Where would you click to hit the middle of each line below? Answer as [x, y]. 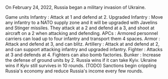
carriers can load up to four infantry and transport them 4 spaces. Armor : [83, 38]
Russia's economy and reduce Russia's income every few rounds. [74, 71]
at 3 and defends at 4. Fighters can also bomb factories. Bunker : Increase [83, 55]
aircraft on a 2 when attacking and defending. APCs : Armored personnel [82, 33]
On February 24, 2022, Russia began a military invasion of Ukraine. [76, 7]
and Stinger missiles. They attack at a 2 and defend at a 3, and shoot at [80, 28]
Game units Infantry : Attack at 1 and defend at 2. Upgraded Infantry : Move [84, 17]
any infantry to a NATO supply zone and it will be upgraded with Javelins [81, 23]
